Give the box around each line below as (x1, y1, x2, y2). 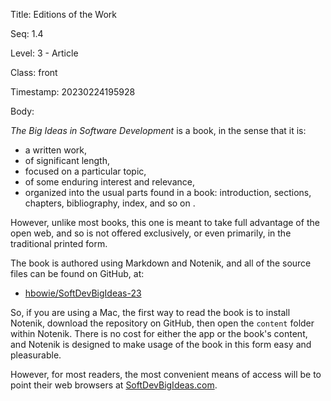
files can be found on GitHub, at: (10, 268, 145, 279)
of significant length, (24, 155, 110, 166)
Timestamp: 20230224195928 (10, 86, 136, 98)
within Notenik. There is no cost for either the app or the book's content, (10, 328, 308, 339)
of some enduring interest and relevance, (24, 176, 195, 188)
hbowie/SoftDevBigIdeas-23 (24, 287, 142, 299)
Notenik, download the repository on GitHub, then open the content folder (10, 317, 315, 329)
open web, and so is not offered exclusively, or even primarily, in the (10, 227, 292, 239)
